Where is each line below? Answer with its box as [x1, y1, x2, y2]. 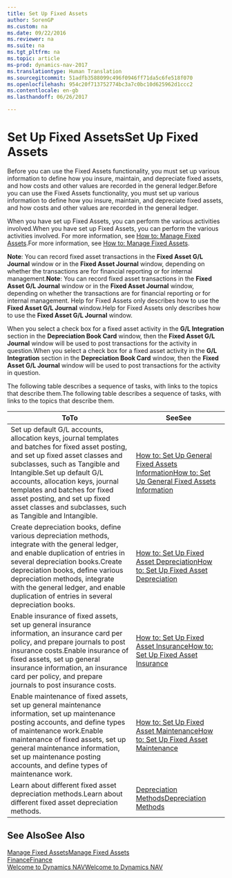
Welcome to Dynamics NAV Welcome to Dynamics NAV [7, 863, 164, 871]
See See [165, 412, 192, 422]
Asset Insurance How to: [135, 641, 214, 651]
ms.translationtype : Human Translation [7, 68, 122, 75]
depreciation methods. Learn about [10, 789, 123, 799]
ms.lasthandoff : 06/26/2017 [7, 94, 88, 101]
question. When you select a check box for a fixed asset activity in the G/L [7, 346, 217, 354]
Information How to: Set [135, 468, 211, 477]
